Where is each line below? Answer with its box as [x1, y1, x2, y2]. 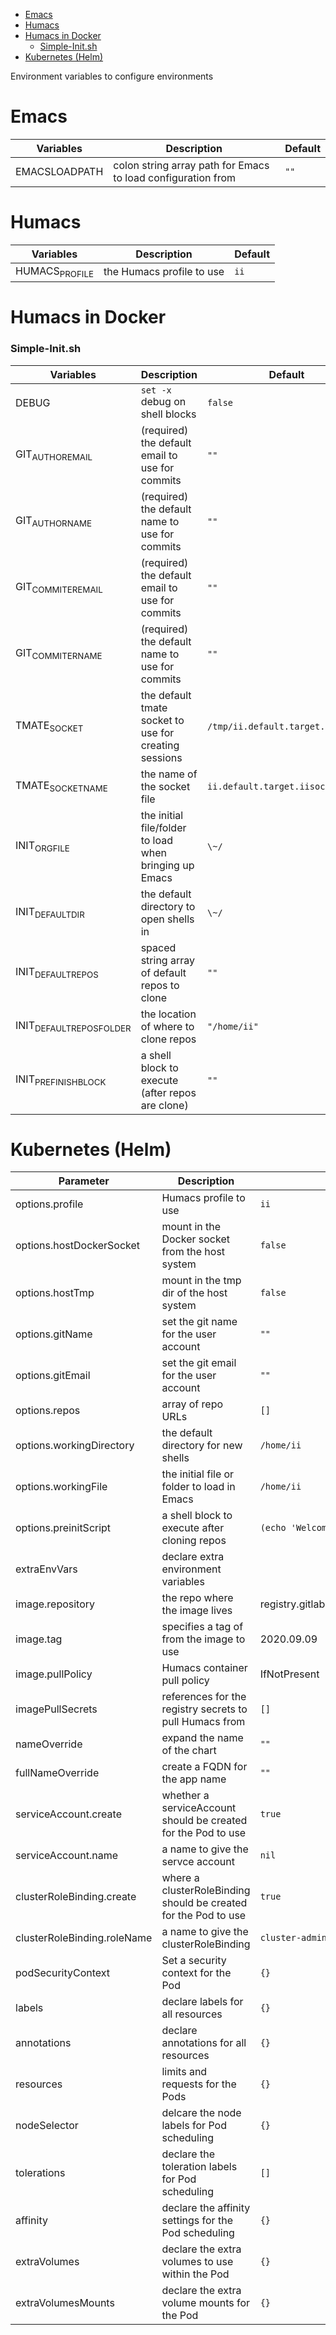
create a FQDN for [161, 1760, 248, 1774]
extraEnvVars [15, 1562, 78, 1576]
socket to [140, 713, 185, 727]
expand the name [161, 1731, 244, 1745]
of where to [140, 1019, 195, 1033]
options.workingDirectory [15, 1439, 135, 1453]
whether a [161, 1789, 210, 1803]
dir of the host [161, 1286, 228, 1300]
